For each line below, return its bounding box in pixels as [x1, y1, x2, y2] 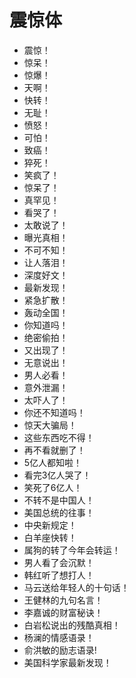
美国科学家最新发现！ [23, 656, 112, 668]
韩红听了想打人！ [23, 569, 95, 581]
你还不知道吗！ [23, 406, 86, 418]
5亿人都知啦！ [23, 456, 83, 468]
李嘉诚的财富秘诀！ [23, 606, 104, 618]
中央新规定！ [23, 519, 77, 531]
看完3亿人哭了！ [23, 469, 92, 481]
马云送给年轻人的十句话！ [23, 581, 130, 593]
